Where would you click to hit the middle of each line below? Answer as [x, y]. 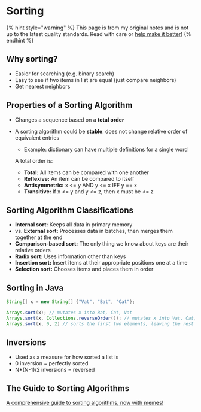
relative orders [33, 250]
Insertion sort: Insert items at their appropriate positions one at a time [101, 263]
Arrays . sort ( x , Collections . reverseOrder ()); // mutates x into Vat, [95, 318]
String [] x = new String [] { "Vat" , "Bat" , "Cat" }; [71, 302]
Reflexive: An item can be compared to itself [79, 178]
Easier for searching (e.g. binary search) [65, 74]
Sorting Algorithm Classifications [70, 210]
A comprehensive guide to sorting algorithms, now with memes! [85, 403]
